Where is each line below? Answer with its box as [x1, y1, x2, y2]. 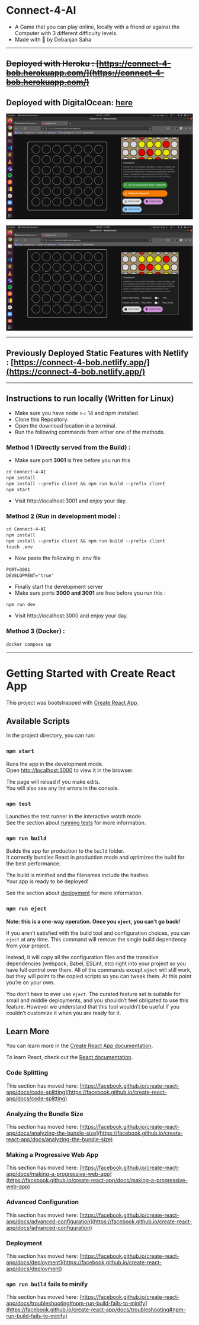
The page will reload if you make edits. [6, 778, 101, 785]
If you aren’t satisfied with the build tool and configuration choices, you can [6, 929, 191, 937]
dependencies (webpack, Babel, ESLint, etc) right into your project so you [6, 960, 187, 967]
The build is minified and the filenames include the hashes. [6, 872, 150, 879]
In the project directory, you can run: [6, 732, 95, 739]
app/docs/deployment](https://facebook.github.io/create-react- [6, 1258, 162, 1266]
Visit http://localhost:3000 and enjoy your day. [14, 612, 129, 619]
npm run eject [6, 905, 47, 912]
